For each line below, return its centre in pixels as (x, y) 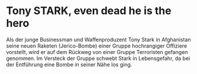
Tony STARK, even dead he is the (89, 11)
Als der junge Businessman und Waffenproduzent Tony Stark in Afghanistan (98, 39)
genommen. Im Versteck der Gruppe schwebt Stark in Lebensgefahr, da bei (98, 58)
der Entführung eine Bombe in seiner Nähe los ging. (69, 64)
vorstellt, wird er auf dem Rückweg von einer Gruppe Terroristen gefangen (97, 52)
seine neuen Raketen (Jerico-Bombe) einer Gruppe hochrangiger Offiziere (97, 46)
